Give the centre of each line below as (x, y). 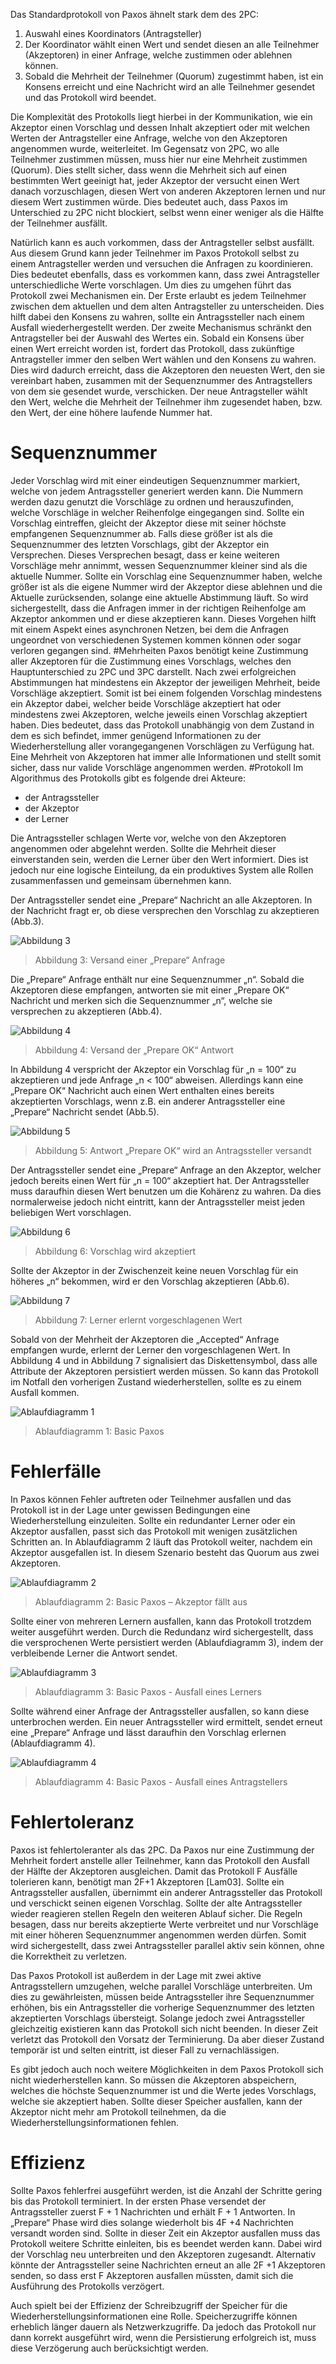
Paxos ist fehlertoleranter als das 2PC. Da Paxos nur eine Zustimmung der (162, 1850)
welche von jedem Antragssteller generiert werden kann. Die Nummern (157, 491)
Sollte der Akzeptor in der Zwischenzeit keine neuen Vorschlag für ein (154, 1270)
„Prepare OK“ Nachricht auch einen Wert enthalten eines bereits (142, 1090)
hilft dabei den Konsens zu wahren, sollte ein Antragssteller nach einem (157, 317)
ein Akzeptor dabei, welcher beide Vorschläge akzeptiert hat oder (146, 703)
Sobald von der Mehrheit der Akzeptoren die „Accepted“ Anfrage (145, 1339)
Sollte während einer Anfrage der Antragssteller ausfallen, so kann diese (160, 1711)
